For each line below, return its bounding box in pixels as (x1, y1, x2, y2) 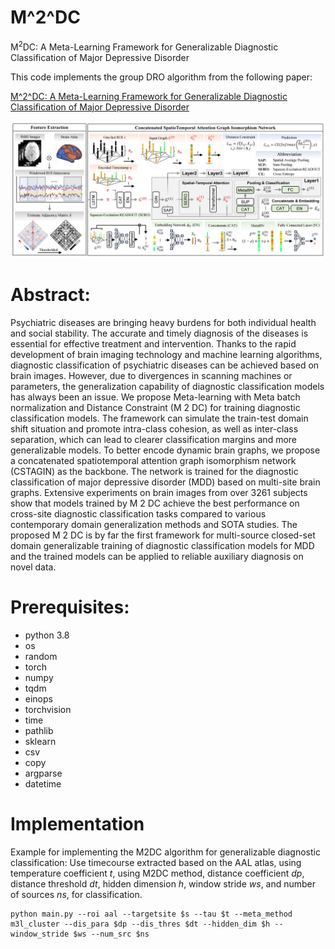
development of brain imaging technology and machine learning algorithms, (10, 349, 323, 361)
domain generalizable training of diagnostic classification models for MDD (10, 540, 315, 552)
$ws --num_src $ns (73, 929, 150, 939)
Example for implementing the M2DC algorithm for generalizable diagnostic (10, 846, 321, 858)
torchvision (24, 703, 72, 715)
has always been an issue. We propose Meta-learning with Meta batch (10, 391, 301, 403)
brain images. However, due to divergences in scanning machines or (10, 370, 293, 382)
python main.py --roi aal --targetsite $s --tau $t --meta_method (10, 909, 293, 919)
